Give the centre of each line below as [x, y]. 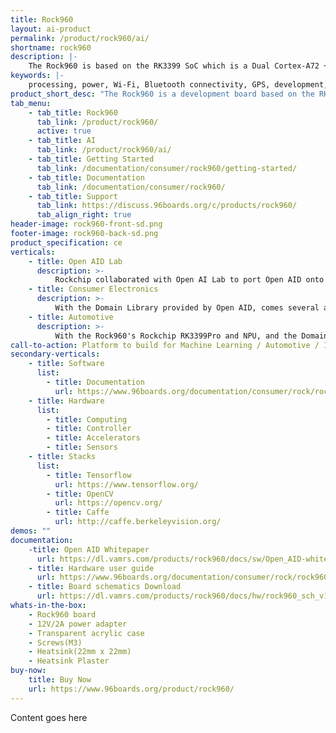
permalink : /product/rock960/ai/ [80, 38]
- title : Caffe [78, 512]
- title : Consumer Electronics [93, 289]
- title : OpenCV [80, 494]
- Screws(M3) [55, 642]
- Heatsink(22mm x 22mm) [80, 652]
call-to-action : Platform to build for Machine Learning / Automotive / [165, 345]
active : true [64, 131]
